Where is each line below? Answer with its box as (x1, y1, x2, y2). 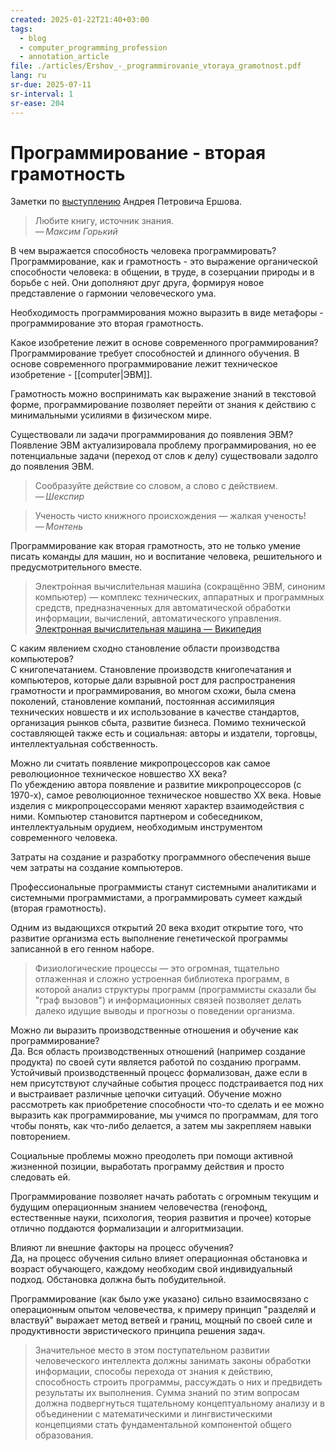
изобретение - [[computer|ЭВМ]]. (10, 369, 153, 381)
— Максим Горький (34, 226, 118, 238)
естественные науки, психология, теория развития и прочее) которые (10, 1212, 312, 1224)
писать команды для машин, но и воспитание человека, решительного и (10, 551, 323, 563)
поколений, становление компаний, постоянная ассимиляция (10, 696, 275, 708)
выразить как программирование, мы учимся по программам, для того (10, 1109, 319, 1121)
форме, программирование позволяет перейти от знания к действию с (10, 399, 317, 411)
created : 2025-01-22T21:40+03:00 (10, 14, 150, 25)
